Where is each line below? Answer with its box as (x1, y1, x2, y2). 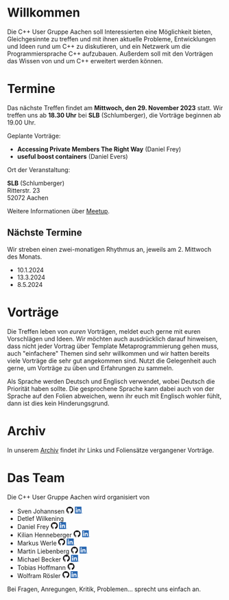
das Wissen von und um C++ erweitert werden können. (7, 56, 163, 65)
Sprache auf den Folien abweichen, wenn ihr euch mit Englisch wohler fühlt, (7, 392, 221, 400)
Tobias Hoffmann (16, 563, 67, 572)
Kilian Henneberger (16, 531, 72, 539)
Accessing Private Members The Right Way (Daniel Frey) (16, 144, 182, 153)
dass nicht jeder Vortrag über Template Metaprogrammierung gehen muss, (7, 342, 219, 350)
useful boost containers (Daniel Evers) (16, 152, 128, 160)
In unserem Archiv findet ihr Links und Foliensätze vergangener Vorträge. (7, 446, 215, 454)
